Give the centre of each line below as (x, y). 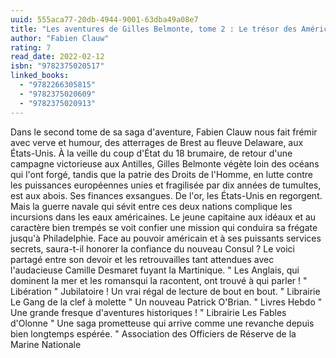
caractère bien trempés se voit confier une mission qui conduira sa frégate (164, 227)
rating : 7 (31, 47)
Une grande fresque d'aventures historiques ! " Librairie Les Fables (148, 312)
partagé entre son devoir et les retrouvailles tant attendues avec (142, 259)
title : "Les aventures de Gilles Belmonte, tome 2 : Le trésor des (154, 29)
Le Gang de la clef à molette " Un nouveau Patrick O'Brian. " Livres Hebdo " (166, 302)
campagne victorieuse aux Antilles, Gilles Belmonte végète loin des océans (165, 163)
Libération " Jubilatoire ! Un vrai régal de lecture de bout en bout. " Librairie (165, 291)
